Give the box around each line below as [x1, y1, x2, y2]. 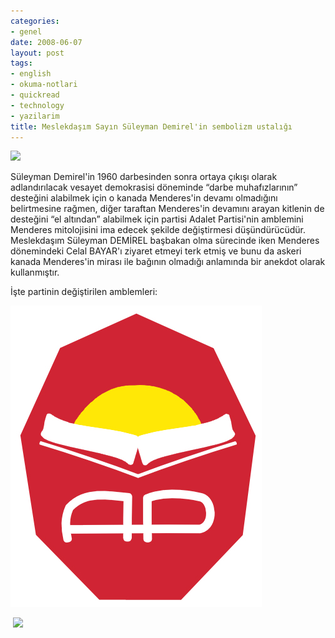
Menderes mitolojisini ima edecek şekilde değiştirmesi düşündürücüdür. [10, 224, 307, 236]
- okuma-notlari [10, 80, 78, 90]
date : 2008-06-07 [10, 37, 83, 47]
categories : [10, 16, 60, 26]
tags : [10, 58, 33, 69]
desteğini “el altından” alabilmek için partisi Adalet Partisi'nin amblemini [10, 213, 304, 225]
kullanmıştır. [10, 266, 60, 279]
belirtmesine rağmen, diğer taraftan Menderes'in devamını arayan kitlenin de [10, 203, 325, 215]
